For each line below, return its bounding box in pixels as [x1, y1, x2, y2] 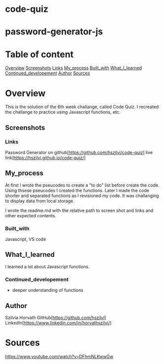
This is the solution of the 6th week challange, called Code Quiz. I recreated [5, 104, 159, 110]
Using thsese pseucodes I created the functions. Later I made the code [5, 187, 149, 193]
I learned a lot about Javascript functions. [5, 263, 90, 270]
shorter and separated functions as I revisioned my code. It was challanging [5, 193, 159, 199]
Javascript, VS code [5, 236, 46, 243]
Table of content [5, 48, 74, 60]
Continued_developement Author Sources [5, 70, 90, 76]
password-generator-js [5, 26, 103, 38]
